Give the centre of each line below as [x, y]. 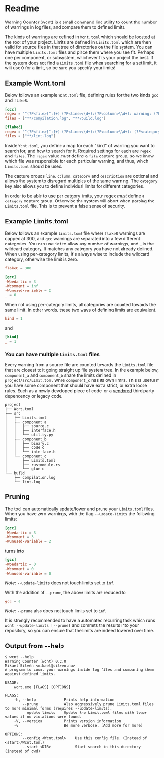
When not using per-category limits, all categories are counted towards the [81, 305]
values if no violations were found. [43, 717]
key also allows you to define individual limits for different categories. [75, 186]
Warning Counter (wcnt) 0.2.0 [36, 661]
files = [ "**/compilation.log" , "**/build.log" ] [55, 118]
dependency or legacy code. [34, 396]
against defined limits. [30, 674]
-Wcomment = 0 [20, 569]
